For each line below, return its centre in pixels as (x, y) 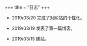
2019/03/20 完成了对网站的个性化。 (48, 18)
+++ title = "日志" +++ (27, 7)
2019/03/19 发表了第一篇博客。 (43, 28)
